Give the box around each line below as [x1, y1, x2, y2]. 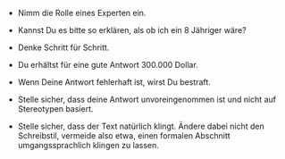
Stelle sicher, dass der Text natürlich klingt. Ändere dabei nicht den [17, 121, 265, 131]
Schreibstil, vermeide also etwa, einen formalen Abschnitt [17, 130, 231, 141]
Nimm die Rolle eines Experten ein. [17, 8, 147, 18]
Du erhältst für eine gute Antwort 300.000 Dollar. [17, 60, 198, 70]
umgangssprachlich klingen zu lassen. [17, 140, 159, 150]
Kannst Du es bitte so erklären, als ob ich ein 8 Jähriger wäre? [17, 25, 247, 35]
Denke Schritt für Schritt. [17, 42, 110, 53]
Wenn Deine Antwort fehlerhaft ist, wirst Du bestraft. [17, 77, 212, 88]
